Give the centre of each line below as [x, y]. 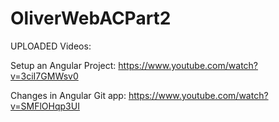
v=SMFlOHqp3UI [45, 106]
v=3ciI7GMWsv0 [44, 76]
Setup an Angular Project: [63, 65]
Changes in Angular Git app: [68, 95]
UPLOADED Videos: [51, 46]
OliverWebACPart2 [91, 18]
